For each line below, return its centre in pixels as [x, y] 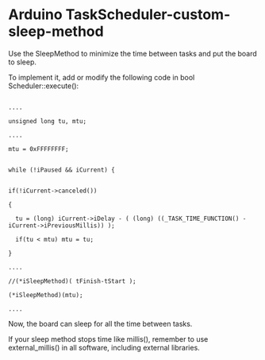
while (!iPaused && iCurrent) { [61, 170]
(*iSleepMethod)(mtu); [46, 295]
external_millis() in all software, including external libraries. [104, 347]
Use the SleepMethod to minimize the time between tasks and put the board [133, 53]
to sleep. [23, 62]
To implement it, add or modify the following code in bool [102, 77]
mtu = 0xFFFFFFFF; [38, 149]
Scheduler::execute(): [44, 86]
